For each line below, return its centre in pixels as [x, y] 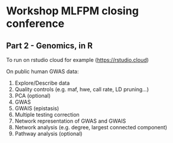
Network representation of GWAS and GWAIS [70, 121]
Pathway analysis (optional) [48, 133]
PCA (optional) [33, 96]
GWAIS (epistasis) [37, 108]
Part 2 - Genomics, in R [50, 46]
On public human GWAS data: [43, 71]
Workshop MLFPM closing [73, 11]
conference [35, 24]
